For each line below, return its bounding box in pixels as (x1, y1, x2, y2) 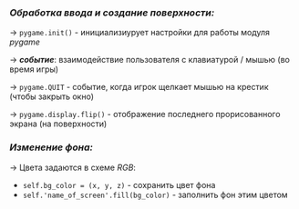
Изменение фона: (9, 141, 94, 154)
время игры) (9, 64, 59, 75)
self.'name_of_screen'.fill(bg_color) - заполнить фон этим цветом (22, 189, 289, 200)
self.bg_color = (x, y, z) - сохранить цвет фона (22, 179, 216, 190)
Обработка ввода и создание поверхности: (9, 6, 215, 19)
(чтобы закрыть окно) (9, 91, 94, 102)
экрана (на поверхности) (9, 118, 108, 129)
